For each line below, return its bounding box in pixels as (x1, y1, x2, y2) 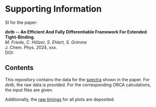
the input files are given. (5, 87, 53, 93)
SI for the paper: (5, 19, 38, 25)
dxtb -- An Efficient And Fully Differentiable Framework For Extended (5, 29, 147, 35)
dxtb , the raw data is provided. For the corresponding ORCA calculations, (5, 82, 151, 88)
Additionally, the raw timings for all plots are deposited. (5, 96, 115, 102)
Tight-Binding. (5, 34, 35, 40)
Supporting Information (5, 3, 102, 15)
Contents (5, 64, 34, 72)
